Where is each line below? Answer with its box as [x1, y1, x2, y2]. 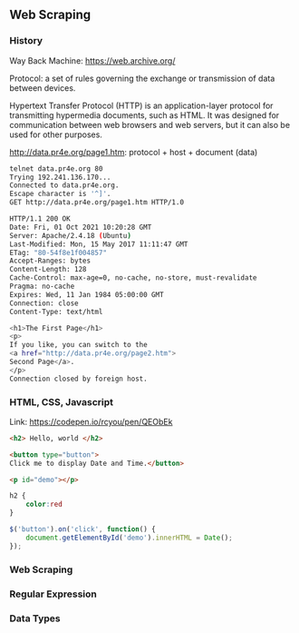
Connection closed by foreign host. [9, 374, 148, 383]
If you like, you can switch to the [9, 341, 148, 350]
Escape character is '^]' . [9, 190, 111, 199]
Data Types [9, 612, 61, 625]
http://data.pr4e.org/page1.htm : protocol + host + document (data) [9, 146, 258, 157]
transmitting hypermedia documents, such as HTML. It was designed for [9, 109, 280, 121]
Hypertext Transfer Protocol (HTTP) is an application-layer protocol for [9, 100, 274, 111]
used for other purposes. [9, 129, 102, 140]
